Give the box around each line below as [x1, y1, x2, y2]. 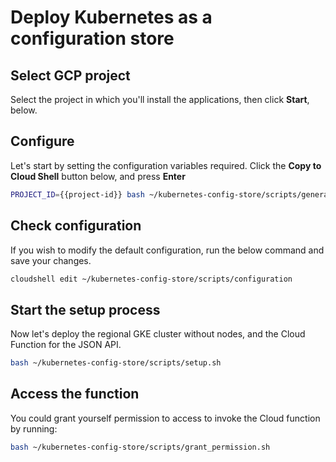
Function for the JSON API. [10, 339, 122, 351]
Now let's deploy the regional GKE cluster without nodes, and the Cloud [10, 328, 306, 340]
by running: [10, 422, 58, 435]
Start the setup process [10, 301, 161, 318]
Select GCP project [10, 67, 131, 84]
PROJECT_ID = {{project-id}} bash [10, 189, 145, 200]
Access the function [10, 386, 140, 403]
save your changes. [10, 254, 92, 266]
